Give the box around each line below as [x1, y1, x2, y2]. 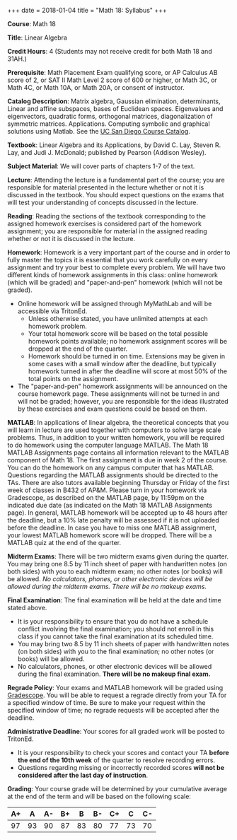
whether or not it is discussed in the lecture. [7, 235, 136, 243]
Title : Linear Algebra [7, 33, 67, 42]
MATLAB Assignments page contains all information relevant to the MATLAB [7, 448, 229, 457]
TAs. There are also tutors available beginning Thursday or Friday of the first [7, 479, 230, 486]
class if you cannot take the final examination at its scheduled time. [17, 632, 214, 641]
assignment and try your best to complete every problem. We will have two [7, 263, 226, 272]
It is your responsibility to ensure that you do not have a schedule [17, 617, 209, 625]
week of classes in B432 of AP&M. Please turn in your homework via [7, 486, 207, 494]
